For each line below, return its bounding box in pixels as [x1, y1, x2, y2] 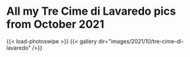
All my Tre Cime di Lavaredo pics [6, 4, 177, 18]
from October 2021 [6, 17, 105, 31]
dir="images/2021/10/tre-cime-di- [97, 37, 184, 45]
